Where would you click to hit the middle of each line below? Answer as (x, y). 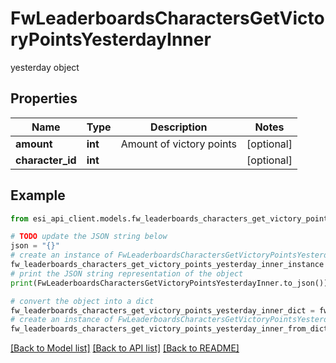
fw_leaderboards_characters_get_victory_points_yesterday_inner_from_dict (169, 329)
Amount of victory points (179, 144)
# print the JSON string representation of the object (127, 273)
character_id (46, 160)
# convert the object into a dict (82, 301)
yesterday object (45, 67)
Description (179, 127)
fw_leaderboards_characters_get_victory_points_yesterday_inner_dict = (162, 310)
